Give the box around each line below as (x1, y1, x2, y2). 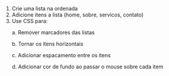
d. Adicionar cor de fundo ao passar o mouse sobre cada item (11, 63, 164, 70)
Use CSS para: (11, 18, 48, 24)
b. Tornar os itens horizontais (11, 41, 84, 47)
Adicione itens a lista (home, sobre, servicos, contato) (11, 11, 144, 18)
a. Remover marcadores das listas (11, 29, 95, 36)
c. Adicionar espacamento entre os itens (11, 52, 111, 58)
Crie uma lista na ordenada (11, 5, 78, 12)
